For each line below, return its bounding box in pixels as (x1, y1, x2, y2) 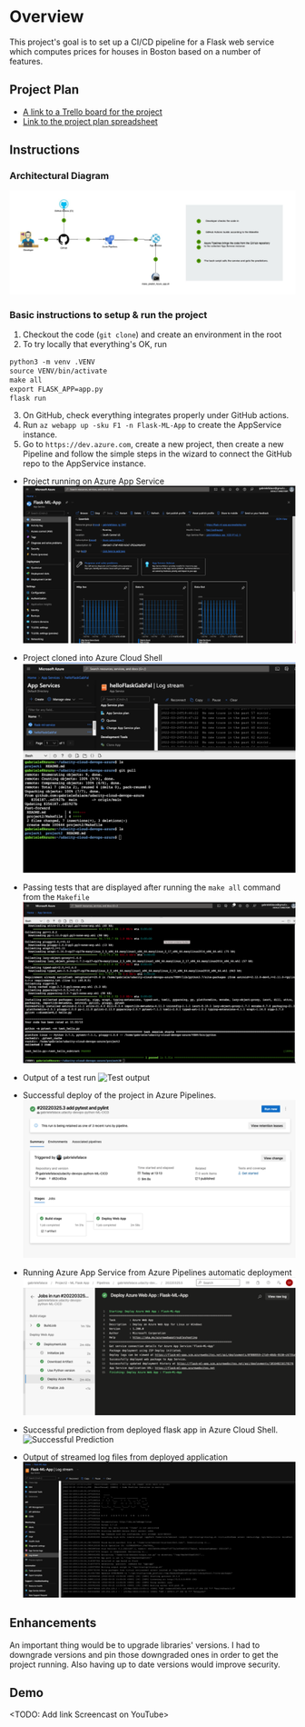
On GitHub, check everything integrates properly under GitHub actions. (22, 410, 290, 421)
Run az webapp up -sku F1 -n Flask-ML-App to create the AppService (22, 420, 282, 431)
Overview (9, 6, 84, 27)
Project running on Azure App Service (22, 475, 165, 487)
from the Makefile (22, 892, 90, 902)
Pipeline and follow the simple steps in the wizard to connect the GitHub (22, 448, 292, 460)
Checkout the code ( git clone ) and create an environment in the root (22, 329, 282, 340)
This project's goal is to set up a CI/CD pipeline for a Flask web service (9, 36, 275, 47)
